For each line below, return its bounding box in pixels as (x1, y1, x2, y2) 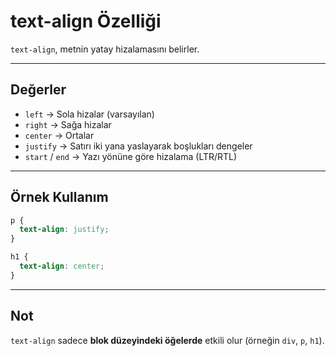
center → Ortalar (24, 129, 95, 141)
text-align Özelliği (10, 10, 162, 33)
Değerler (10, 81, 67, 99)
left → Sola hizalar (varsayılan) (24, 108, 155, 120)
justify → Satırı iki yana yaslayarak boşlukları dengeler (24, 140, 253, 152)
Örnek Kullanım (10, 189, 109, 206)
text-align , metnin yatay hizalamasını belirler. (10, 43, 200, 55)
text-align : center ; (19, 261, 105, 272)
